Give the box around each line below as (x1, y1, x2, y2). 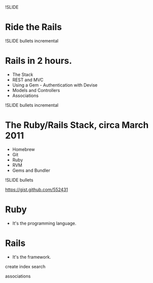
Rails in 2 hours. (5, 55, 73, 66)
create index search (5, 263, 46, 269)
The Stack (12, 71, 34, 77)
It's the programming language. (12, 220, 76, 226)
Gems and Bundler (12, 167, 50, 173)
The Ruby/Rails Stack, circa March (5, 120, 149, 131)
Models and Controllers (12, 87, 60, 93)
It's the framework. (12, 254, 51, 260)
